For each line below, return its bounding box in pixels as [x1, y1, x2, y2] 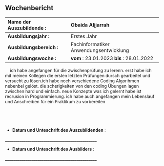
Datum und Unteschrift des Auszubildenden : [12, 127, 106, 133]
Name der [7, 18, 31, 25]
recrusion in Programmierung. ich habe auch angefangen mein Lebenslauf [5, 93, 155, 99]
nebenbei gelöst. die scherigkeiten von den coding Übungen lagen [5, 83, 139, 89]
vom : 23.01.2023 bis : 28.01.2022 [70, 55, 154, 62]
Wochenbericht [5, 4, 54, 12]
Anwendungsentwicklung [70, 47, 129, 53]
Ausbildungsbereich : [7, 44, 59, 50]
